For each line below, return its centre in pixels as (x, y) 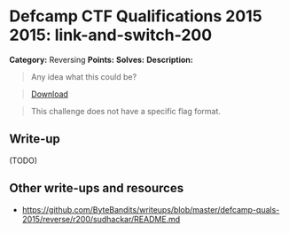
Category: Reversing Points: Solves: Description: (101, 59)
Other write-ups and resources (97, 188)
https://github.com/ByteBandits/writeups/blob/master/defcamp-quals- (151, 209)
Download (50, 94)
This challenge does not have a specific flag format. (126, 111)
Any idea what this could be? (84, 76)
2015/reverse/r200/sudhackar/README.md (101, 219)
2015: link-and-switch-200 (111, 35)
